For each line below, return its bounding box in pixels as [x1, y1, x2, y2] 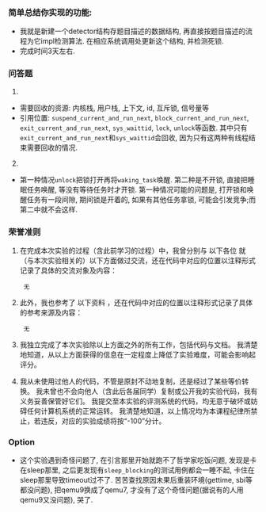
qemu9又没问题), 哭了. [19, 495, 93, 505]
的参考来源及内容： [19, 308, 83, 317]
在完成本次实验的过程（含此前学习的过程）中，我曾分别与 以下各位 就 [19, 246, 246, 255]
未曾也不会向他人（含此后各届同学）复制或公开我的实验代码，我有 [42, 386, 258, 395]
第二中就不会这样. [19, 204, 78, 214]
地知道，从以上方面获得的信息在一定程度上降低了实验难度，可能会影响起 [19, 350, 256, 359]
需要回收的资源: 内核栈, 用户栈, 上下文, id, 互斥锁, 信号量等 [19, 103, 210, 113]
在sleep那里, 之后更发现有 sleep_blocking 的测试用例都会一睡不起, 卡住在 [19, 465, 255, 475]
